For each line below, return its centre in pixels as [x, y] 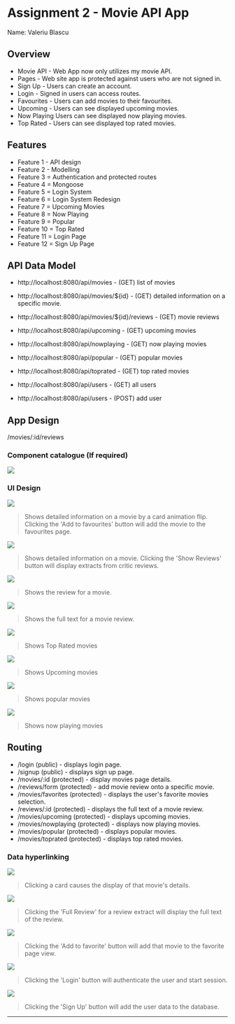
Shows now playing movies [64, 725]
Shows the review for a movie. [68, 592]
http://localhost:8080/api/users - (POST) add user [90, 398]
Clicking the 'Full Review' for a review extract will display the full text [123, 911]
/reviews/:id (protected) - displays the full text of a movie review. [111, 809]
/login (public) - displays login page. [69, 765]
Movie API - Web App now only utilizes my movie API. [95, 71]
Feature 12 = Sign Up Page [56, 243]
